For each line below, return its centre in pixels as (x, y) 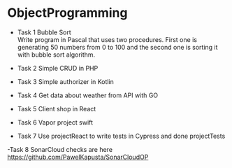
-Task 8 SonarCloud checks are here (60, 149)
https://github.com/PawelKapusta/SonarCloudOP (78, 157)
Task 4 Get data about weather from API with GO (88, 95)
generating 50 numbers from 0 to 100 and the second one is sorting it (117, 47)
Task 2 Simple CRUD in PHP (58, 68)
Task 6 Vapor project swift (55, 122)
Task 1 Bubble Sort (44, 32)
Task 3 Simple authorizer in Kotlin (65, 81)
